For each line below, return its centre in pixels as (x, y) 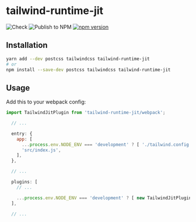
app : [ (24, 139)
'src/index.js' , (41, 150)
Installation (27, 45)
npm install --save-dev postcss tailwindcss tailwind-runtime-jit (88, 70)
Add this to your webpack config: (46, 102)
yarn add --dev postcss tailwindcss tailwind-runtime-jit (78, 59)
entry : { (22, 133)
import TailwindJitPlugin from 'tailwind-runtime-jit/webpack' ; (86, 113)
